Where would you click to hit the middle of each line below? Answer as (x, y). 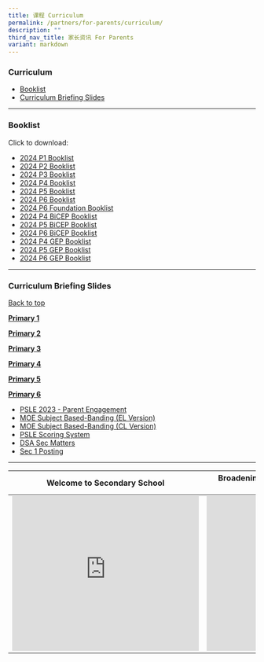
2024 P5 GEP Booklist (55, 249)
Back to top (27, 303)
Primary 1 (24, 318)
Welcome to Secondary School (105, 483)
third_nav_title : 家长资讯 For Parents (71, 37)
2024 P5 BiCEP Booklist (58, 224)
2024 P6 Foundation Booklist (66, 208)
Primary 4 (25, 364)
